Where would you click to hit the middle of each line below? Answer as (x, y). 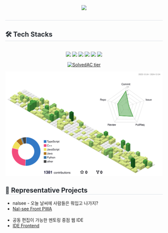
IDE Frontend (26, 226)
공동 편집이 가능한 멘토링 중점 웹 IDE (48, 220)
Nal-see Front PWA (32, 209)
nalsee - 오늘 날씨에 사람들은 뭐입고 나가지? (55, 203)
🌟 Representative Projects (46, 190)
